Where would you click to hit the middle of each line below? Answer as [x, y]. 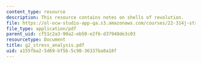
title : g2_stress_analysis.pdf [45, 46]
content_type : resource [36, 12]
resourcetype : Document [36, 40]
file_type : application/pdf [41, 28]
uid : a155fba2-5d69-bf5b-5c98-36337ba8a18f [62, 51]
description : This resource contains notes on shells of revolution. [95, 17]
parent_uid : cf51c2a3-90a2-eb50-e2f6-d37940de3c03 [71, 34]
